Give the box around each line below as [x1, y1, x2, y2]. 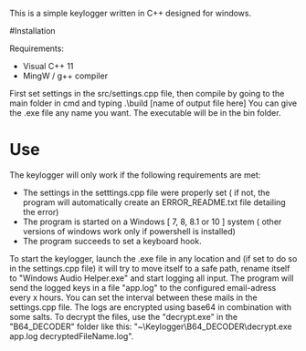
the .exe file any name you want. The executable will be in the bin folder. [9, 108, 281, 118]
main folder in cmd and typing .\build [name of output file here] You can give [9, 98, 298, 108]
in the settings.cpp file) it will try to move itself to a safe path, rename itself [9, 263, 290, 274]
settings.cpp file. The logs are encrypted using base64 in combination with [9, 301, 292, 313]
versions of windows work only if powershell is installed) [22, 225, 236, 236]
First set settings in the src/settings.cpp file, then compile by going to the [9, 88, 285, 98]
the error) [22, 206, 59, 217]
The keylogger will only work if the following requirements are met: [9, 169, 261, 181]
